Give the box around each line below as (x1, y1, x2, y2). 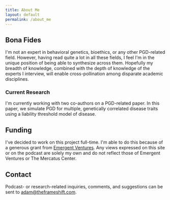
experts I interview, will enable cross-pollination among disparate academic (5, 71, 164, 77)
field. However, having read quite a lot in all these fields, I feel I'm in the (5, 54, 155, 61)
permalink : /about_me (5, 17, 51, 22)
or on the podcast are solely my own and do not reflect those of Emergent (5, 150, 160, 156)
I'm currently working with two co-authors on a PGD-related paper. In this (5, 100, 160, 107)
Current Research (5, 89, 50, 96)
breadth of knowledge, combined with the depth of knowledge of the (5, 65, 150, 72)
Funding (5, 125, 32, 135)
